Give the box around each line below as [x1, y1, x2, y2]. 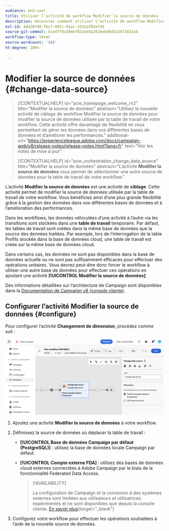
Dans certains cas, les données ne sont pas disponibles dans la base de [5, 251, 155, 257]
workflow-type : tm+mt [5, 35, 51, 40]
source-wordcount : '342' [5, 40, 57, 45]
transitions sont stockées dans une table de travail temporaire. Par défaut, [5, 220, 159, 226]
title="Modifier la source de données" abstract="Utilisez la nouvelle [17, 105, 158, 112]
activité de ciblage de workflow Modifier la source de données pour [17, 111, 158, 117]
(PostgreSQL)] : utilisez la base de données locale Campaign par [20, 445, 155, 451]
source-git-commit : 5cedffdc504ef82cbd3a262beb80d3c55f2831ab [5, 29, 138, 35]
